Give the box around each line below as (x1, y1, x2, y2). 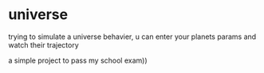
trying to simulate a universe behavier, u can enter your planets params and (8, 32, 257, 41)
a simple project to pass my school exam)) (8, 56, 148, 65)
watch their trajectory (8, 40, 80, 49)
